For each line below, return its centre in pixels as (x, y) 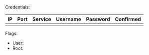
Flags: (11, 33)
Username (69, 19)
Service (42, 19)
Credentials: (18, 7)
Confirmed (128, 19)
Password (98, 19)
